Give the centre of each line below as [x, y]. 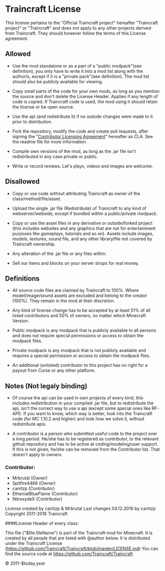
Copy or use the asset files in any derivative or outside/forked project [82, 223]
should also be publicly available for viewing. [57, 81]
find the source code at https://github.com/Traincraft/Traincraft [69, 554]
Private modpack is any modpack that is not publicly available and [79, 351]
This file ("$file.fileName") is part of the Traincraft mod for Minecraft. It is [79, 533]
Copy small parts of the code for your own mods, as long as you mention [86, 91]
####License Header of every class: [42, 523]
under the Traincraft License [34, 543]
